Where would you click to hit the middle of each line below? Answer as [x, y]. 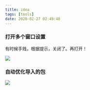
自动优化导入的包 [25, 72]
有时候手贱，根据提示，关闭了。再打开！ [46, 48]
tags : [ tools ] [20, 14]
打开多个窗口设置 [25, 37]
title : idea [17, 10]
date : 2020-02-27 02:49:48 [33, 19]
